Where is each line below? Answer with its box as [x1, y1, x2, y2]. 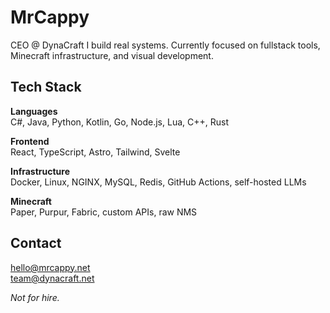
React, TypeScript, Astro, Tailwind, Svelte [10, 146, 181, 158]
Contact [10, 235, 62, 252]
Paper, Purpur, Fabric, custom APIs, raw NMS [10, 206, 198, 218]
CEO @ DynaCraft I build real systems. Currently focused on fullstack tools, [10, 39, 321, 51]
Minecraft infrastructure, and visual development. [10, 49, 214, 61]
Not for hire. [10, 291, 60, 303]
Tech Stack [10, 79, 82, 96]
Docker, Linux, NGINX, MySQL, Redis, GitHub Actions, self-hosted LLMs [10, 176, 307, 188]
